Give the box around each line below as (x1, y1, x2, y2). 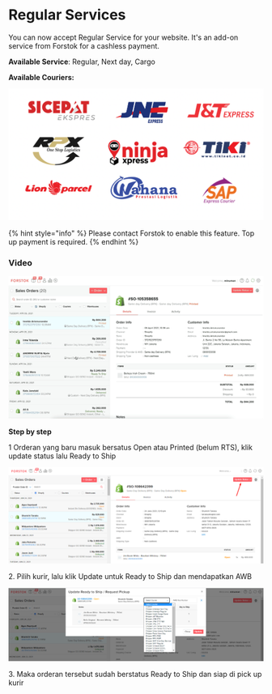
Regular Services (8, 6, 126, 24)
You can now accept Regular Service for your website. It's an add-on (8, 32, 239, 42)
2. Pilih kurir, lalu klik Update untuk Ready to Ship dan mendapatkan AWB (8, 572, 253, 581)
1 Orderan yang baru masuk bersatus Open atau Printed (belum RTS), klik (8, 443, 253, 453)
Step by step (8, 427, 52, 436)
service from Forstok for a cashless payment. (8, 40, 160, 50)
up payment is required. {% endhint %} (8, 237, 139, 247)
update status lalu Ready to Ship (8, 451, 117, 461)
